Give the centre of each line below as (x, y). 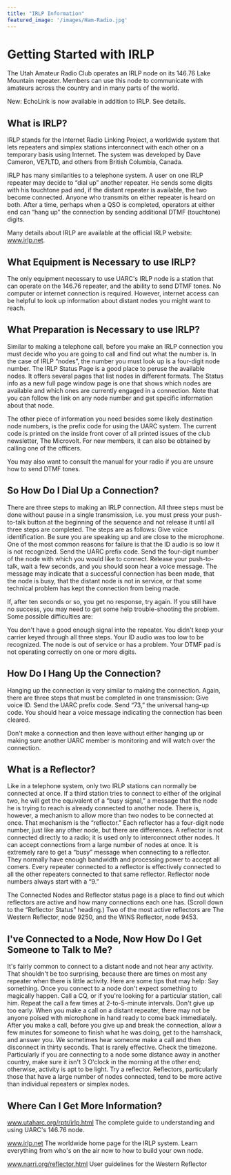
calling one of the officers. (44, 448)
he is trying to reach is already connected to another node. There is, (104, 808)
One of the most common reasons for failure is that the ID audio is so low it (113, 544)
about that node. (31, 405)
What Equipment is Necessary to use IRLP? (102, 262)
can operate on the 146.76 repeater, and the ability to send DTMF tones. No (114, 286)
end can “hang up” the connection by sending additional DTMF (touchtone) (114, 212)
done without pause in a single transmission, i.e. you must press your (106, 514)
